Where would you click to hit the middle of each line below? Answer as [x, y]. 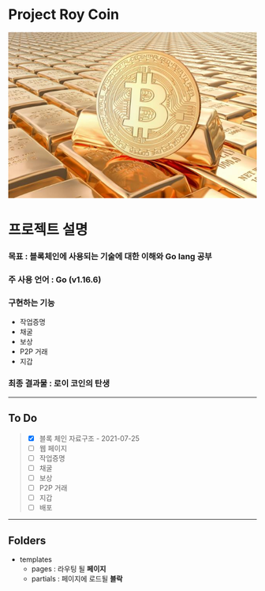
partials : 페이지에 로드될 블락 [77, 578]
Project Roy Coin [64, 15]
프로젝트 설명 [48, 230]
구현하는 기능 [32, 303]
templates [36, 559]
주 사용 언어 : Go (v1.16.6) [55, 280]
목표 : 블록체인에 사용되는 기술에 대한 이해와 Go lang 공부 [110, 257]
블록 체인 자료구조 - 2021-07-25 [90, 438]
